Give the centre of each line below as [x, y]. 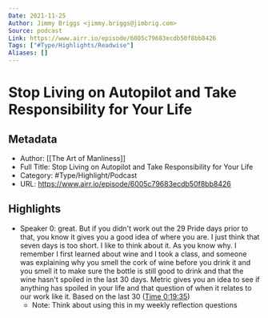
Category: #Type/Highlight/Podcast [78, 175]
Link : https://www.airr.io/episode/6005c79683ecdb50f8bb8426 [112, 38]
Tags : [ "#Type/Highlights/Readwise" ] [71, 46]
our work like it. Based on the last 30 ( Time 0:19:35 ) [105, 296]
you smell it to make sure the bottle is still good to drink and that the [132, 271]
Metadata [33, 139]
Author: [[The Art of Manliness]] [73, 158]
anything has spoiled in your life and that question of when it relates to [136, 288]
